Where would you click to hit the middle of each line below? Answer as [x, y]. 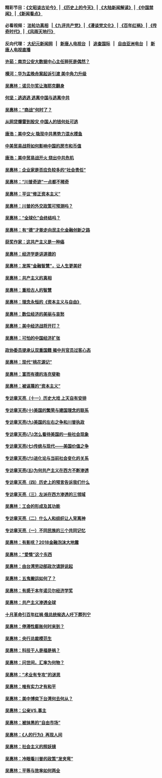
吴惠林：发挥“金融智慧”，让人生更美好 [44, 266]
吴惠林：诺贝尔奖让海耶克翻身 [35, 85]
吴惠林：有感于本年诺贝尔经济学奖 [39, 591]
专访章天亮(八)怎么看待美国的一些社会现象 [47, 434]
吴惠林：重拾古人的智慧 [28, 290]
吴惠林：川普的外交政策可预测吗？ [39, 206]
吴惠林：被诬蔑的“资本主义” [33, 386]
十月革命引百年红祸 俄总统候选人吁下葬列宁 [48, 614]
